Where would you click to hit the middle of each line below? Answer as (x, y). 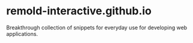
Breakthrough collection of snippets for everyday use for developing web (97, 27)
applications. (22, 33)
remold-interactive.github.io (79, 11)
